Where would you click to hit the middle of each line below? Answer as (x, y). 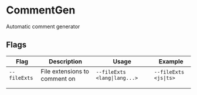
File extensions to (65, 71)
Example (171, 61)
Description (65, 61)
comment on (58, 79)
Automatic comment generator (43, 26)
